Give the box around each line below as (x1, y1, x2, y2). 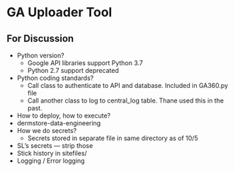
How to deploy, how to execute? (16, 111, 111, 120)
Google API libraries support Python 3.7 (27, 59, 143, 67)
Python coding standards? (16, 74, 94, 82)
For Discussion (6, 33, 74, 45)
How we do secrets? (16, 127, 77, 134)
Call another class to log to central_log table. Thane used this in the (27, 96, 224, 105)
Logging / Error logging (16, 156, 86, 165)
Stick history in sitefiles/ (16, 149, 88, 157)
